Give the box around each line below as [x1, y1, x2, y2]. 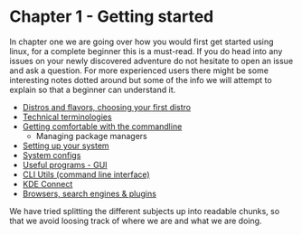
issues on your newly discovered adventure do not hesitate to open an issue [9, 55, 294, 66]
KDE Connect [22, 178, 73, 189]
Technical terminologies [22, 111, 112, 122]
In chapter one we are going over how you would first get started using [9, 36, 274, 47]
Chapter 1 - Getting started [9, 6, 214, 27]
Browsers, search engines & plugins [22, 188, 156, 199]
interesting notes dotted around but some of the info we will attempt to [9, 74, 273, 85]
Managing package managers [35, 130, 147, 141]
